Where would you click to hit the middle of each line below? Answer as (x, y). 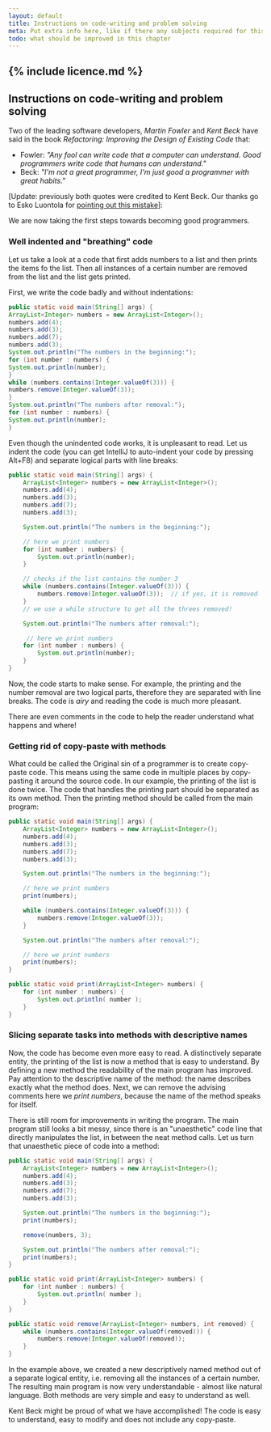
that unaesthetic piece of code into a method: (84, 1146)
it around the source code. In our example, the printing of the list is (146, 781)
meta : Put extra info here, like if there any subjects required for (128, 31)
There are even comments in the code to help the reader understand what (131, 716)
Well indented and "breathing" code (81, 242)
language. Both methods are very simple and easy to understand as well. (129, 1396)
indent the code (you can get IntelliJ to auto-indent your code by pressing (131, 451)
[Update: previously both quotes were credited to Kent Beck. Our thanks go (133, 197)
